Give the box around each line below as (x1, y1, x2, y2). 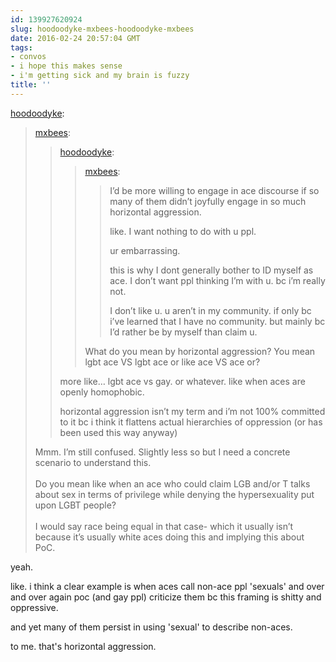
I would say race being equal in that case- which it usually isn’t (34, 520, 294, 532)
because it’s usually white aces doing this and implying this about (34, 531, 305, 543)
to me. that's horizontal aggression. (10, 640, 157, 652)
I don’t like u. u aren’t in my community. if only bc (109, 304, 312, 316)
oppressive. (10, 601, 59, 613)
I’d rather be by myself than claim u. (109, 326, 258, 338)
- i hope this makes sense (10, 61, 123, 71)
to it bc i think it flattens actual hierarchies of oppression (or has (59, 416, 323, 428)
